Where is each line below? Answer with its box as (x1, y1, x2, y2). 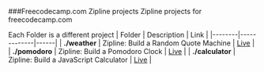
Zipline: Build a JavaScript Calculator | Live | (8, 55, 152, 64)
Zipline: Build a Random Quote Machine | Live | (102, 38, 255, 48)
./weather (63, 38, 97, 48)
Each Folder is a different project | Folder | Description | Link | (8, 31, 209, 39)
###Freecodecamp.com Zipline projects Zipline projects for (8, 7, 202, 16)
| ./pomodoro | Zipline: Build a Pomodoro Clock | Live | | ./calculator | (8, 47, 236, 56)
